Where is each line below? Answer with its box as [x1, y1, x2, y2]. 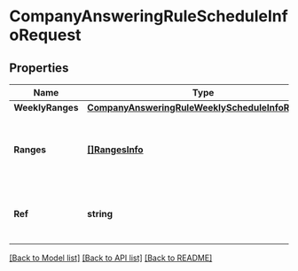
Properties [9, 60, 69, 75]
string [87, 208, 114, 220]
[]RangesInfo [87, 143, 144, 156]
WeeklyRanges [13, 102, 79, 113]
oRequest [9, 25, 82, 45]
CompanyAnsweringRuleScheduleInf [9, 6, 288, 27]
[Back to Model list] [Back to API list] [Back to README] [9, 252, 213, 263]
